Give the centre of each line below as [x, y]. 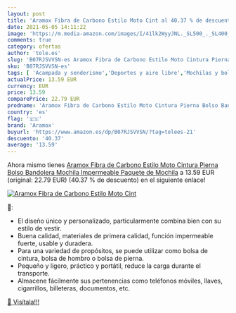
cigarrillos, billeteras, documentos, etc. [74, 288]
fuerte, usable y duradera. [55, 243]
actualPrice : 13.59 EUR [42, 79]
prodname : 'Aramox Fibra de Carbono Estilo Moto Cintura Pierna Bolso [113, 106]
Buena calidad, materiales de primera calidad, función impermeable [115, 236]
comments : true [29, 40]
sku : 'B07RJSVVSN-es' [39, 66]
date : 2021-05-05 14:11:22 [47, 27]
